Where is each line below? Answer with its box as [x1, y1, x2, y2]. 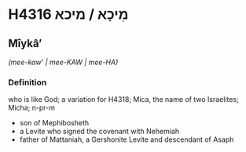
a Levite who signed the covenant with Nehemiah [19, 127, 179, 136]
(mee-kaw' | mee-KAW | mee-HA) [8, 57, 119, 67]
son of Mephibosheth [19, 118, 90, 128]
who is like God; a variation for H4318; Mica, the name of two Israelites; [8, 95, 240, 104]
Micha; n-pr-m [8, 103, 56, 113]
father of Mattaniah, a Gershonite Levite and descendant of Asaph [19, 135, 234, 144]
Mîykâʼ [8, 37, 42, 50]
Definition [8, 77, 47, 88]
